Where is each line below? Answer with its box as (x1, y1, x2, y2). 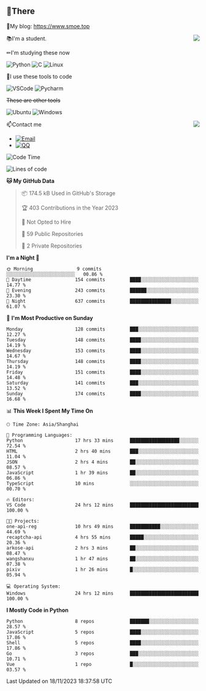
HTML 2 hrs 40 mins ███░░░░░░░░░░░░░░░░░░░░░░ (6, 448, 199, 455)
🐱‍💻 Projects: (6, 518, 40, 524)
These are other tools (6, 96, 61, 104)
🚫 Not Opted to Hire (21, 218, 72, 225)
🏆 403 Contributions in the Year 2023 (21, 204, 118, 211)
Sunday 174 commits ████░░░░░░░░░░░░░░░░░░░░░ (6, 391, 199, 397)
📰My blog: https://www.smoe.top (6, 22, 90, 29)
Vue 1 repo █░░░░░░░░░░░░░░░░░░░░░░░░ (6, 661, 199, 667)
